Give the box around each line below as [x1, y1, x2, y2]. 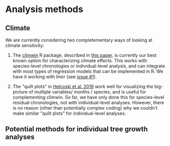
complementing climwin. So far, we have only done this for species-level [12, 94, 164, 100]
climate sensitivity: [5, 42, 45, 48]
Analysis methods [5, 4, 84, 15]
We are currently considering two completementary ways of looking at [5, 37, 153, 43]
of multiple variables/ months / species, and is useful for [28, 89, 146, 94]
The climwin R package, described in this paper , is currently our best [12, 52, 157, 58]
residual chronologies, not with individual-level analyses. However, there [12, 100, 164, 106]
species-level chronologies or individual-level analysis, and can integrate [12, 63, 165, 69]
